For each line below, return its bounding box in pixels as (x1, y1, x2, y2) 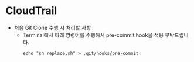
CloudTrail (5, 4, 57, 18)
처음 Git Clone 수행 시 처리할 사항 (13, 24, 91, 31)
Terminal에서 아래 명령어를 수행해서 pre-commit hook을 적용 (22, 31, 164, 39)
